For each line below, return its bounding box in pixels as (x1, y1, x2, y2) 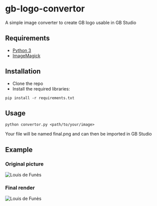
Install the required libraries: (12, 85, 70, 91)
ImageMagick (12, 52, 41, 58)
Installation (5, 67, 41, 75)
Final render (5, 184, 35, 191)
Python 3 (12, 47, 31, 53)
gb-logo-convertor (5, 3, 85, 14)
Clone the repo (12, 80, 43, 86)
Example (5, 145, 33, 154)
